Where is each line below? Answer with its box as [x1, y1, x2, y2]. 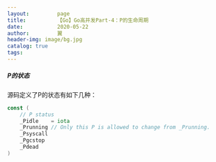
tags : [7, 50, 23, 57]
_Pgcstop [20, 137, 45, 144]
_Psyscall [20, 131, 49, 138]
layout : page [7, 10, 70, 17]
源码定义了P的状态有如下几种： [7, 90, 97, 98]
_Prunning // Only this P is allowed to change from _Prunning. [20, 124, 210, 131]
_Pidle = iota [20, 117, 70, 124]
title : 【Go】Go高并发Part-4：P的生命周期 [7, 17, 149, 24]
